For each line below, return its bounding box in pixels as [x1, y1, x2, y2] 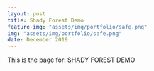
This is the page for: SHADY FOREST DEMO [7, 56, 136, 64]
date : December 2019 [7, 37, 69, 44]
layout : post [7, 10, 46, 18]
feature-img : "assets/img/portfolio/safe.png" [7, 23, 148, 30]
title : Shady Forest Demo [7, 17, 84, 24]
